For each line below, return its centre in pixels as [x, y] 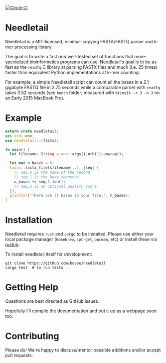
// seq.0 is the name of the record [52, 172]
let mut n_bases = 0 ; [32, 163]
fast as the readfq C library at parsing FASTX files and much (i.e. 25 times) [82, 67]
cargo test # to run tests [34, 268]
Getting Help [32, 288]
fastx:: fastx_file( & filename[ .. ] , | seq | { [54, 168]
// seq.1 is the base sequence [47, 177]
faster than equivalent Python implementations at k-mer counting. [73, 72]
